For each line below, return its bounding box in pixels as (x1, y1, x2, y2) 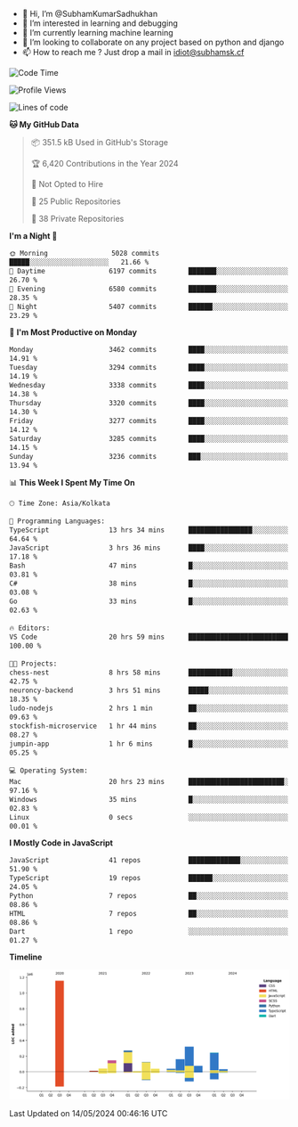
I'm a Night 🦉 (9, 231, 58, 241)
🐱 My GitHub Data (9, 119, 80, 129)
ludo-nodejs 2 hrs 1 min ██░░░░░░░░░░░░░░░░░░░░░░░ (9, 704, 289, 713)
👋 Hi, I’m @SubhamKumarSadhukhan (21, 9, 158, 19)
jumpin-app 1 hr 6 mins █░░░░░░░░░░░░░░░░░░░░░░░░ (9, 739, 289, 748)
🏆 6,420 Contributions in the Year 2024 (30, 159, 179, 168)
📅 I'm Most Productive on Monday (9, 327, 138, 338)
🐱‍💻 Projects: (9, 659, 58, 668)
